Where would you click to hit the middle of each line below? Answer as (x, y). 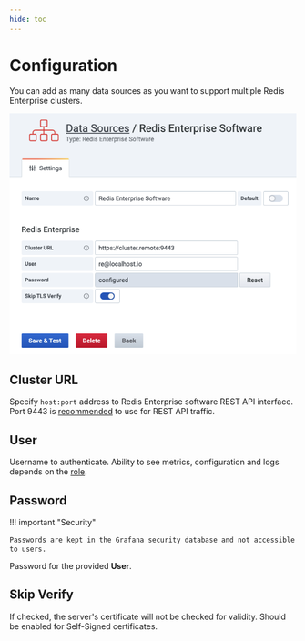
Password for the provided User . (71, 565)
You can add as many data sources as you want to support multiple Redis (147, 90)
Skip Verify (42, 595)
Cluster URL (44, 379)
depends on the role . (49, 472)
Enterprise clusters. (46, 100)
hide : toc (28, 19)
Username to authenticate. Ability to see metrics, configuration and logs (144, 462)
